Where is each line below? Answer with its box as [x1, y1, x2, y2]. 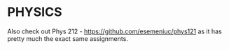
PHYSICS [7, 4, 62, 20]
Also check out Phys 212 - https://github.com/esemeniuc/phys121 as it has [7, 27, 222, 35]
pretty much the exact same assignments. [7, 34, 128, 42]
